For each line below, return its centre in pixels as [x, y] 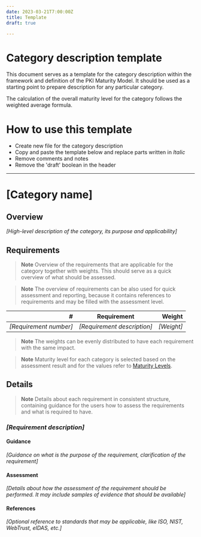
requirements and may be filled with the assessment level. [92, 302]
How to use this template [69, 129]
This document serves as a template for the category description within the [99, 74]
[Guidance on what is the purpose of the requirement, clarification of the [96, 455]
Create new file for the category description [69, 146]
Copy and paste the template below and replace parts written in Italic [100, 152]
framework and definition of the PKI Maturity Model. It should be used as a [98, 81]
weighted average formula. [39, 105]
